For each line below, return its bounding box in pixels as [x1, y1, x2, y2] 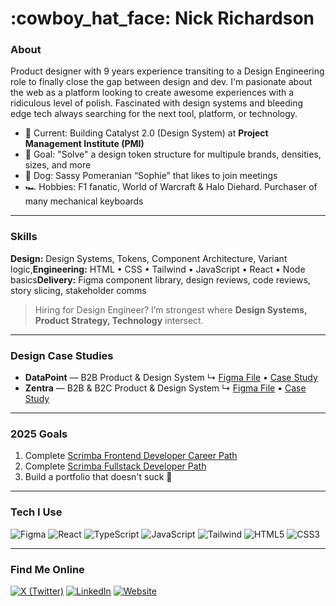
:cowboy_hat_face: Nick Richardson [10, 7, 315, 30]
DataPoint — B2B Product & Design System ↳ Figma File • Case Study [24, 372, 318, 384]
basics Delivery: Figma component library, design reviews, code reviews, [10, 273, 311, 286]
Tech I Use [10, 505, 63, 519]
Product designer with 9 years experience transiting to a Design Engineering [10, 65, 325, 77]
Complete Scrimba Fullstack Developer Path [24, 460, 207, 472]
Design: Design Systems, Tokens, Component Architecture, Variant [10, 252, 288, 264]
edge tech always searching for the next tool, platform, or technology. [10, 108, 298, 120]
